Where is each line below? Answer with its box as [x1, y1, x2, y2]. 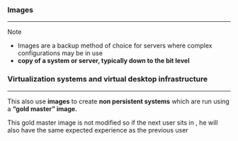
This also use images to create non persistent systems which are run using [7, 97, 230, 106]
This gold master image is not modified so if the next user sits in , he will [7, 118, 218, 127]
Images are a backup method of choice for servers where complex [17, 41, 212, 50]
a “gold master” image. [7, 104, 78, 113]
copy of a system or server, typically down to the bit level [17, 57, 190, 65]
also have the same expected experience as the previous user [7, 125, 189, 134]
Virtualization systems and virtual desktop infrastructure [7, 74, 208, 84]
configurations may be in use [17, 49, 103, 57]
